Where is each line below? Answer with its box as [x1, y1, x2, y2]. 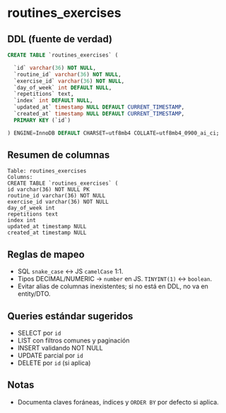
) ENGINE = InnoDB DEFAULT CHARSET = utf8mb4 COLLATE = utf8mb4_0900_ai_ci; [7, 129, 220, 137]
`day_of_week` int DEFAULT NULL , [13, 84, 112, 91]
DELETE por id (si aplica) [17, 359, 91, 367]
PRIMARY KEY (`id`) [13, 116, 71, 124]
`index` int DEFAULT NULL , [13, 97, 93, 104]
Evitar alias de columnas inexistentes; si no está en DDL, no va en [17, 282, 208, 290]
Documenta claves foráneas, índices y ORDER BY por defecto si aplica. [17, 397, 219, 406]
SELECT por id [17, 329, 61, 338]
